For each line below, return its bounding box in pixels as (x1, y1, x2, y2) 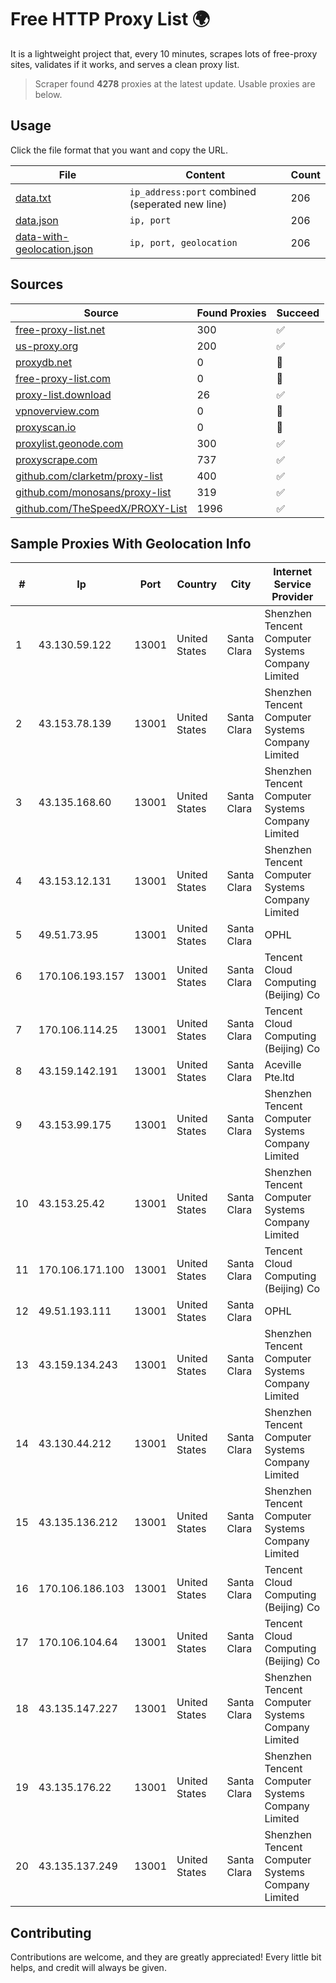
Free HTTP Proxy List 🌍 (10, 8, 211, 31)
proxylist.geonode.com (15, 436, 124, 450)
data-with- (15, 229, 70, 243)
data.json (15, 213, 59, 227)
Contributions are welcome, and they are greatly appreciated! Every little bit (10, 1951, 322, 1963)
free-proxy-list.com (15, 371, 112, 385)
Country (176, 577, 218, 591)
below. (34, 88, 63, 100)
